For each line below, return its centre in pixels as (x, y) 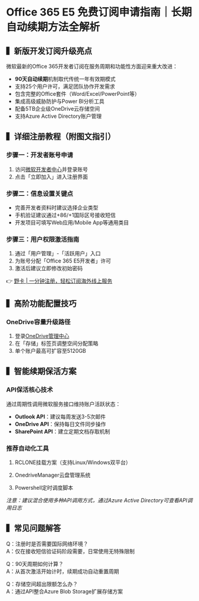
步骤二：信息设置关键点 (40, 193)
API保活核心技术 (30, 390)
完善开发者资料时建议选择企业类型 (56, 207)
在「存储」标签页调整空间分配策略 (56, 343)
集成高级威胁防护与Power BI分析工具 (60, 101)
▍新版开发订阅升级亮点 (49, 51)
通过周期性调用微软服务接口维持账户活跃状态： (63, 404)
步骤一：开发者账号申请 (40, 155)
